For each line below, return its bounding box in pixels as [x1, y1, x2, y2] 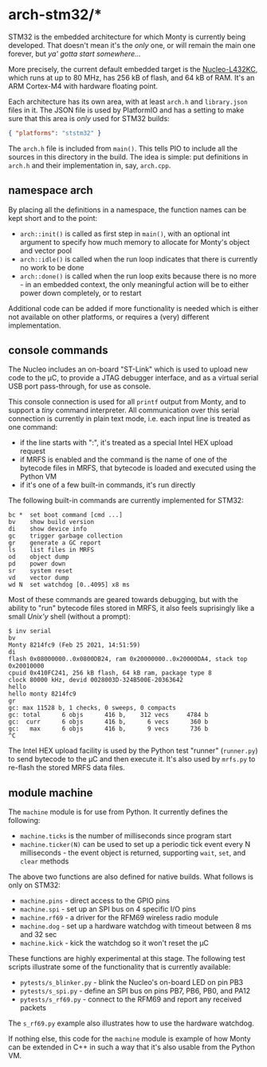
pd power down [8, 560, 66, 568]
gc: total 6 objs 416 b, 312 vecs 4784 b [8, 711, 209, 719]
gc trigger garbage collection [8, 532, 124, 540]
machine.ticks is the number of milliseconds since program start [19, 831, 232, 841]
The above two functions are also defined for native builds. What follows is [8, 872, 253, 882]
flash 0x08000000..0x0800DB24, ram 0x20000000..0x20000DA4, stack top [8, 656, 248, 663]
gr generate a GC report [8, 539, 102, 547]
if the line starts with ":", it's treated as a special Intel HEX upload [19, 438, 234, 447]
